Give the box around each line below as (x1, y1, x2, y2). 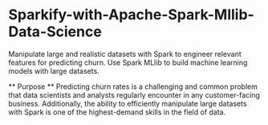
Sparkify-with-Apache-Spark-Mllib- (8, 6, 254, 24)
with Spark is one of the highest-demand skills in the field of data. (8, 107, 226, 117)
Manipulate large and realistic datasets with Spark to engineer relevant (8, 49, 242, 58)
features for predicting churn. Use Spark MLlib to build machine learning (8, 58, 248, 67)
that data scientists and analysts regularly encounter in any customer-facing (8, 90, 261, 99)
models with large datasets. (8, 66, 100, 75)
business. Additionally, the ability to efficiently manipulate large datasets (8, 99, 247, 108)
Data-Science (8, 22, 102, 41)
